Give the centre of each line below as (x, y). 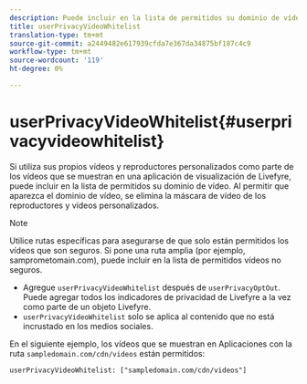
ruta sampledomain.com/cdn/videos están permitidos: (107, 353)
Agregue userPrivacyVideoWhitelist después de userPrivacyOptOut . (152, 287)
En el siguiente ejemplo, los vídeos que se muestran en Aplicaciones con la (151, 344)
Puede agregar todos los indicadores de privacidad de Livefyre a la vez (157, 296)
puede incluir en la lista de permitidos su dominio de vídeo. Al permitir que (149, 186)
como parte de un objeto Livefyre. (87, 306)
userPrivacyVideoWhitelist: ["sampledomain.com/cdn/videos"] (128, 370)
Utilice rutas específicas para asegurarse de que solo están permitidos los (149, 240)
